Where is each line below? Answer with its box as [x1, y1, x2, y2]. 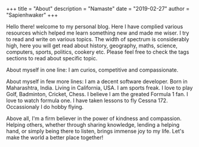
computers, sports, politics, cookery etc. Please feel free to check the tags [6, 48, 189, 56]
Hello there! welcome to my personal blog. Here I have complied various [6, 23, 184, 30]
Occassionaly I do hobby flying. [6, 103, 84, 110]
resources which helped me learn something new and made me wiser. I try [6, 29, 189, 36]
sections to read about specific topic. [6, 55, 98, 62]
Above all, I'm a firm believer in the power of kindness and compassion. [6, 115, 182, 122]
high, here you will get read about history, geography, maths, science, [6, 42, 178, 49]
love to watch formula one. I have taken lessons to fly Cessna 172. [6, 97, 168, 104]
